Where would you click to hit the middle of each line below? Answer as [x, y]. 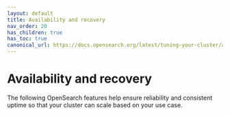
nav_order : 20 [27, 26]
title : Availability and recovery [56, 20]
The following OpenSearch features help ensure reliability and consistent [110, 98]
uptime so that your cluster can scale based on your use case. [95, 105]
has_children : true [35, 32]
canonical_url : [29, 45]
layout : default [30, 13]
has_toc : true [27, 39]
